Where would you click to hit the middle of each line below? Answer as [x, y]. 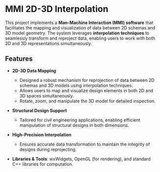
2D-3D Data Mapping [34, 71]
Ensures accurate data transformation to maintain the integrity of [85, 144]
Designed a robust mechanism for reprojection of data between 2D [87, 80]
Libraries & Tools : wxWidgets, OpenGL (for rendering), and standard [81, 159]
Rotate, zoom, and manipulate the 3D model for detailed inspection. [87, 101]
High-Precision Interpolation [42, 135]
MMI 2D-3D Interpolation [57, 9]
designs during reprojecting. [48, 149]
